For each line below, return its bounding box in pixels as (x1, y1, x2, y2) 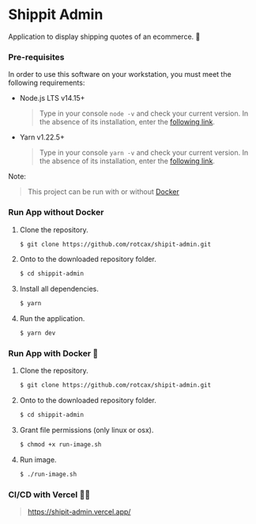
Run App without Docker (8, 207, 104, 218)
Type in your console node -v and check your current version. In (39, 109, 249, 118)
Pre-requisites (8, 52, 65, 63)
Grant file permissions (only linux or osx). (19, 426, 154, 435)
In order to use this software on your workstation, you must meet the (8, 70, 232, 79)
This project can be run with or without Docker (27, 187, 179, 197)
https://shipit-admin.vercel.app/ (27, 507, 131, 517)
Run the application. (19, 314, 85, 323)
